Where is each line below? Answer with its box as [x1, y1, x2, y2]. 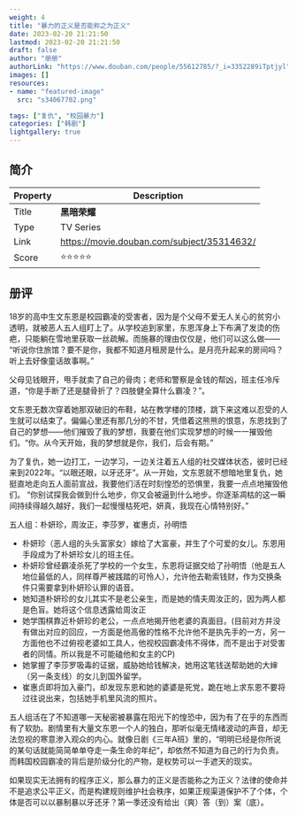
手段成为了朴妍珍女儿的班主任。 [21, 549, 139, 559]
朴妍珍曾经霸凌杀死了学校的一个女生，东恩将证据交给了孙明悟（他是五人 [21, 559, 286, 571]
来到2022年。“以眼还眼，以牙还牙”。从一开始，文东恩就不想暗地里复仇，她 [9, 466, 283, 478]
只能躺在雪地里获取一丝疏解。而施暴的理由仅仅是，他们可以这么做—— [24, 333, 280, 343]
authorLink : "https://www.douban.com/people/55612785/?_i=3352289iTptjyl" [9, 63, 291, 72]
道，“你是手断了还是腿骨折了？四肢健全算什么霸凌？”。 [9, 385, 210, 396]
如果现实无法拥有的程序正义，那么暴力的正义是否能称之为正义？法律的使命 [9, 774, 280, 785]
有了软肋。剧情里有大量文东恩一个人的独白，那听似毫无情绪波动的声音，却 [9, 722, 280, 733]
